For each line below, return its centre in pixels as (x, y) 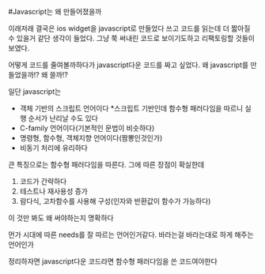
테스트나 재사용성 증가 (54, 191)
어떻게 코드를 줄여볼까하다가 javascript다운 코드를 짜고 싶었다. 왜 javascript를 (129, 65)
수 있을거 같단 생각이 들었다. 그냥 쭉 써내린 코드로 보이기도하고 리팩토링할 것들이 (132, 38)
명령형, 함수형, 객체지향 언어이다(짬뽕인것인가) (91, 138)
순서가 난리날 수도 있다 (63, 118)
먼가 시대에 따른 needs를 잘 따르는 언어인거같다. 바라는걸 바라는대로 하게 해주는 (131, 235)
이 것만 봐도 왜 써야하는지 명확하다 (61, 218)
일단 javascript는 (35, 92)
